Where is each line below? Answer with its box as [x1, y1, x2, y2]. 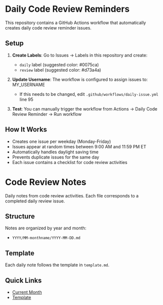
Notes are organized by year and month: [5, 225, 87, 231]
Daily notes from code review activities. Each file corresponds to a [5, 193, 139, 198]
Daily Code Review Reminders [5, 3, 130, 15]
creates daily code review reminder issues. [5, 25, 92, 30]
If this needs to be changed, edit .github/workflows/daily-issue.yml [19, 91, 159, 97]
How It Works [5, 125, 47, 134]
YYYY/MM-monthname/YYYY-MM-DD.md [12, 236, 81, 241]
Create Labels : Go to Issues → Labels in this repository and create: [12, 52, 148, 58]
